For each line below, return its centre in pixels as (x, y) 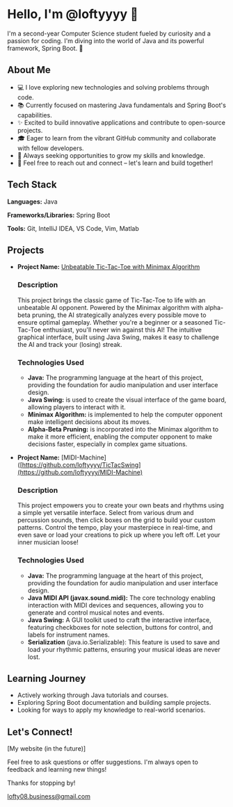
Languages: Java (32, 202)
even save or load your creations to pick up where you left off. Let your (119, 535)
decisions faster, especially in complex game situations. (107, 443)
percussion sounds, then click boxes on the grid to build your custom (116, 520)
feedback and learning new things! (57, 769)
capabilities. (34, 115)
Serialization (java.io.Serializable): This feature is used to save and (124, 642)
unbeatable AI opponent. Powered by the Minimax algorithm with (110, 307)
